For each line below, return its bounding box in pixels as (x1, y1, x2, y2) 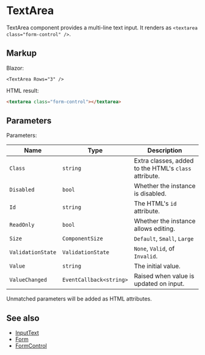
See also (6, 313, 40, 323)
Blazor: (6, 64, 24, 71)
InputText (15, 329, 40, 337)
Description (147, 146, 182, 155)
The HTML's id (134, 199, 177, 208)
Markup (6, 48, 37, 59)
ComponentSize (62, 235, 104, 242)
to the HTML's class (134, 164, 192, 173)
